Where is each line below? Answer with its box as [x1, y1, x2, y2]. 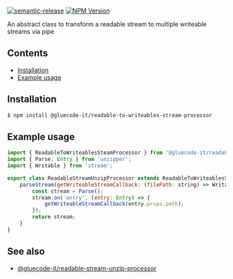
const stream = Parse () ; [32, 187, 104, 194]
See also [7, 246, 45, 257]
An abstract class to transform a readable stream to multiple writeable [7, 20, 207, 28]
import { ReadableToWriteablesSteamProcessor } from [7, 149, 163, 156]
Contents [7, 47, 49, 59]
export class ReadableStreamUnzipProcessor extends [7, 174, 159, 182]
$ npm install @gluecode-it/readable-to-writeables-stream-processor [7, 112, 213, 119]
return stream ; [32, 214, 76, 221]
